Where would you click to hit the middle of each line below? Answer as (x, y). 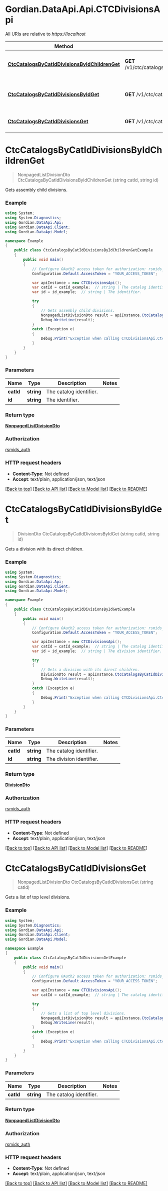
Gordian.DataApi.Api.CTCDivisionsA (83, 9)
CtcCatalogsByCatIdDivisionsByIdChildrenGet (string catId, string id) (88, 180)
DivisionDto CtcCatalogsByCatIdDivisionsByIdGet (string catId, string (88, 533)
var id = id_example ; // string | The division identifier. (97, 651)
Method (64, 46)
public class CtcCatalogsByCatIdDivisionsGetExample (70, 958)
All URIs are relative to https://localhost (45, 34)
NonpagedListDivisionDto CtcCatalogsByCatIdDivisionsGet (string (85, 882)
